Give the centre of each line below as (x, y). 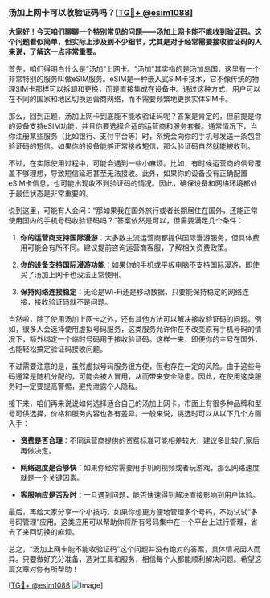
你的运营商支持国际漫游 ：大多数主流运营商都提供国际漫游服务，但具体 (136, 238)
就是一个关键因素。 (52, 478)
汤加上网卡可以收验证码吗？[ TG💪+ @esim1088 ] (101, 12)
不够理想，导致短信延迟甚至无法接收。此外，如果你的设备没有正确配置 (131, 174)
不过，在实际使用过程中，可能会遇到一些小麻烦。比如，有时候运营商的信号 (131, 163)
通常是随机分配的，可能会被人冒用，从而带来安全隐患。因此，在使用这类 (135, 376)
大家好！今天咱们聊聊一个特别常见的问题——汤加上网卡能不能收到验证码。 (131, 32)
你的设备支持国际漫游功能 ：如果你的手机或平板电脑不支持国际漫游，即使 (139, 265)
